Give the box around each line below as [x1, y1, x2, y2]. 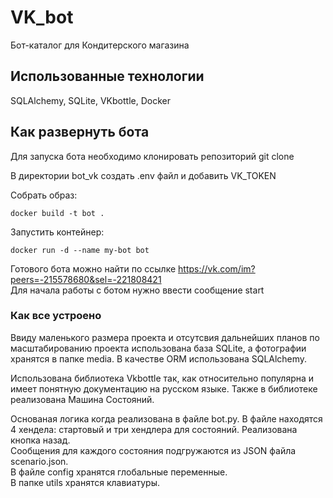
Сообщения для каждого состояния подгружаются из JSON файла [10, 444, 297, 456]
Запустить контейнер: [10, 226, 105, 238]
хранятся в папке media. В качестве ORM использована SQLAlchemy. [10, 352, 308, 365]
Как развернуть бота [10, 124, 150, 141]
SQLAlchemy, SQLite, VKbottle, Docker [10, 94, 171, 106]
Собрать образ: [10, 189, 78, 201]
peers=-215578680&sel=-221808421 [10, 273, 162, 285]
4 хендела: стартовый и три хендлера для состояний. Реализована [10, 423, 298, 435]
